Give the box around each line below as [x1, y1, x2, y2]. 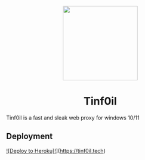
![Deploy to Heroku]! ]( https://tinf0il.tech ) [6, 147, 106, 154]
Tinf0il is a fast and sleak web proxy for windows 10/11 [6, 114, 140, 121]
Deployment [6, 131, 53, 142]
